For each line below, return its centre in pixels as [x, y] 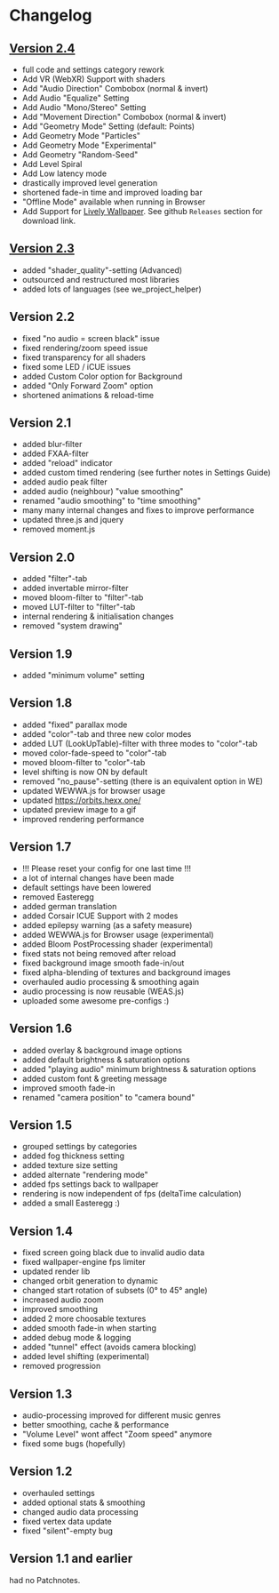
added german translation [69, 906]
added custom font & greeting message [94, 1078]
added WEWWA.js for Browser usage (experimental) [118, 934]
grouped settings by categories [80, 1147]
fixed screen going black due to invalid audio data [113, 1253]
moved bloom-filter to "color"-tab [84, 762]
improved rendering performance [83, 819]
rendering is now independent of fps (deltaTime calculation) [132, 1194]
